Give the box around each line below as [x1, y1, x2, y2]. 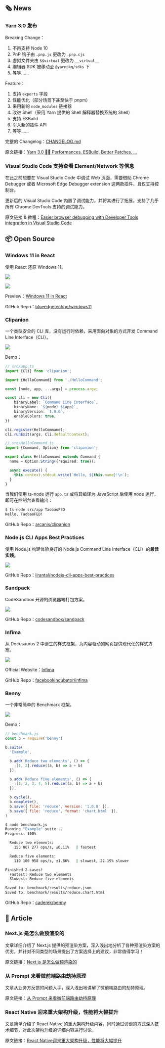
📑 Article [5, 914, 33, 923]
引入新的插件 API [12, 122, 47, 128]
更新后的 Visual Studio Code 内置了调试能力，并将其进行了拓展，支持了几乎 [5, 197, 159, 203]
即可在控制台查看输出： [5, 497, 53, 503]
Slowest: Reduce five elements [9, 876, 74, 882]
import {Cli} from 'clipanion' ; [5, 368, 72, 374]
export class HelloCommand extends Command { [5, 454, 100, 459]
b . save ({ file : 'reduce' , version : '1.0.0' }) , [9, 804, 110, 809]
